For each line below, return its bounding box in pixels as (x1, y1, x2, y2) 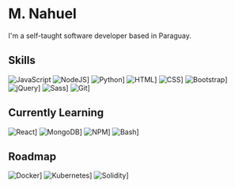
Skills (8, 54, 36, 67)
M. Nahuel (8, 5, 77, 23)
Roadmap (8, 149, 57, 163)
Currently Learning (8, 106, 104, 119)
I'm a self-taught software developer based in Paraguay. (8, 31, 191, 40)
